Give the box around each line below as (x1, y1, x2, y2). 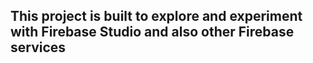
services (10, 39, 67, 56)
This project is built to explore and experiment (10, 8, 303, 25)
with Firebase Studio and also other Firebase (10, 24, 295, 41)
